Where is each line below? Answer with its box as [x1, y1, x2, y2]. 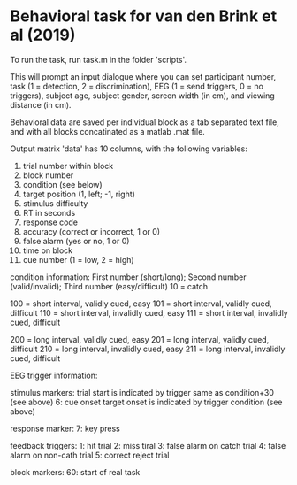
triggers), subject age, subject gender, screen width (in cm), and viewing [10, 90, 275, 101]
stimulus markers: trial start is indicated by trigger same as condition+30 [10, 387, 275, 397]
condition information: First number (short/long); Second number [10, 272, 247, 282]
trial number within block [22, 160, 114, 171]
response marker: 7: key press [10, 423, 120, 434]
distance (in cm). [10, 99, 72, 110]
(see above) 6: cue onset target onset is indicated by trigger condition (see [10, 396, 283, 407]
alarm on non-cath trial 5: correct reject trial [10, 450, 170, 460]
